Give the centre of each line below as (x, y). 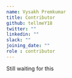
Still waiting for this (30, 68)
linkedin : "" (23, 34)
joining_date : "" (28, 46)
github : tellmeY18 (29, 23)
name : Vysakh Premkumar (36, 12)
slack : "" (19, 40)
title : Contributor (31, 18)
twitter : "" (21, 29)
